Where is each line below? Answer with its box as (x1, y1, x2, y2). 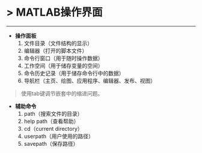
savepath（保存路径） (23, 140, 79, 147)
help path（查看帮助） (23, 118, 79, 125)
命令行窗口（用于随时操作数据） (23, 55, 103, 62)
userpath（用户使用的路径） (23, 133, 94, 140)
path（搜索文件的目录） (23, 110, 83, 117)
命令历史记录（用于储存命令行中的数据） (23, 70, 124, 77)
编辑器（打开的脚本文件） (23, 47, 88, 54)
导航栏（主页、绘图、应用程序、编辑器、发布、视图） (23, 77, 156, 84)
